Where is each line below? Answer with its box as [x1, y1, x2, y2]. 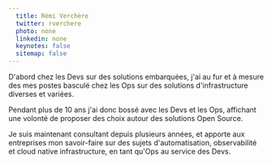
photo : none [15, 27, 57, 35]
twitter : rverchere [15, 19, 82, 28]
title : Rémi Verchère [15, 11, 89, 20]
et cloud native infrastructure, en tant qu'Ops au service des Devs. [8, 147, 231, 156]
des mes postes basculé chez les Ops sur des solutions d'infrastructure [8, 80, 248, 90]
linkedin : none [15, 34, 67, 43]
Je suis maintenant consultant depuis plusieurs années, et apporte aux [8, 129, 245, 139]
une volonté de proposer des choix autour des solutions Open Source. [8, 114, 244, 123]
